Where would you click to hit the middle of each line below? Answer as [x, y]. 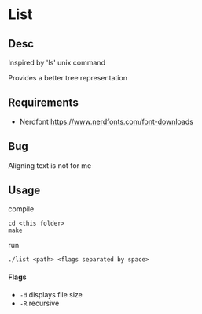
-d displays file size [51, 294]
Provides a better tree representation [68, 78]
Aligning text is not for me [50, 165]
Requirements [43, 103]
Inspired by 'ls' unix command [57, 62]
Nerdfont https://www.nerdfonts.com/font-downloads [107, 121]
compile [21, 209]
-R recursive [39, 303]
